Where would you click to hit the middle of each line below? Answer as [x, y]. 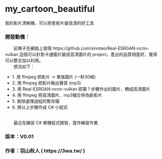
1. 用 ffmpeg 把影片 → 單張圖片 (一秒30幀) [54, 77]
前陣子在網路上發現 [32, 48]
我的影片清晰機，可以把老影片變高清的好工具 [50, 23]
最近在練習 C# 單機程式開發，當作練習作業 [56, 123]
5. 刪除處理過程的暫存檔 [36, 101]
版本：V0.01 [19, 137]
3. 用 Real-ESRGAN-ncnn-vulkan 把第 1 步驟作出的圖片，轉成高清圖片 [81, 89]
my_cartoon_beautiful [50, 9]
